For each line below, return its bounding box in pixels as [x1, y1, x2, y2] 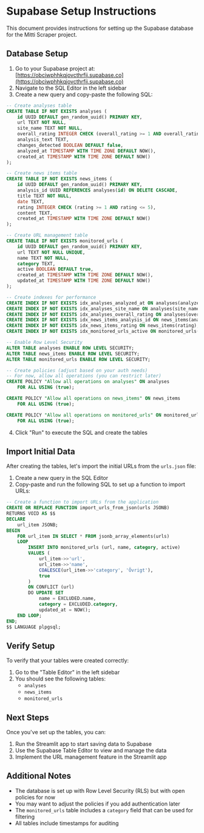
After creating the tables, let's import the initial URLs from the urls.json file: [6, 462, 196, 470]
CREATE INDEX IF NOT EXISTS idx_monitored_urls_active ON [6, 328, 156, 335]
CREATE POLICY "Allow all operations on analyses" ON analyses [6, 379, 170, 385]
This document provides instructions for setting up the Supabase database [6, 24, 194, 32]
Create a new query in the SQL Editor [15, 474, 109, 482]
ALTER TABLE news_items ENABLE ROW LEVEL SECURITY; [6, 351, 140, 357]
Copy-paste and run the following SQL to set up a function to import [15, 481, 185, 488]
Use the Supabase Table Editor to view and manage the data [15, 747, 167, 754]
